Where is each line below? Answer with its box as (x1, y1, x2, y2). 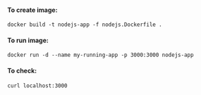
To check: (7, 67, 37, 75)
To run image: (7, 36, 49, 44)
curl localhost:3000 (7, 82, 68, 89)
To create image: (7, 6, 58, 14)
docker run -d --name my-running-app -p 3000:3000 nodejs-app (7, 51, 194, 59)
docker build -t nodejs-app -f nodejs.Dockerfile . (7, 21, 162, 28)
